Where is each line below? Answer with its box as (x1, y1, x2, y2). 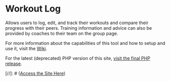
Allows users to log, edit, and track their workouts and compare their (5, 20, 149, 26)
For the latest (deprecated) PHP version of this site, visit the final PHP (5, 55, 151, 61)
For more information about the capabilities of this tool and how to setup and (5, 40, 165, 46)
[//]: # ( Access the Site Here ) (5, 70, 66, 76)
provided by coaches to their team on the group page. (5, 30, 118, 36)
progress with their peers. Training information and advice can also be (5, 25, 152, 31)
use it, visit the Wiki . (5, 45, 47, 51)
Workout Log (5, 3, 61, 15)
